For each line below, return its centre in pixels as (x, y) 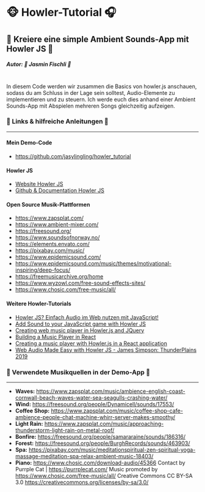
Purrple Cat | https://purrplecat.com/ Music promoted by (86, 469)
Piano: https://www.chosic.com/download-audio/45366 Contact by (100, 463)
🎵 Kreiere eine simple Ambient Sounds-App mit (98, 39)
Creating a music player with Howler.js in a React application (91, 343)
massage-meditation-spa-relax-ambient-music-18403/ (84, 456)
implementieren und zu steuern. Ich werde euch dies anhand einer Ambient (101, 99)
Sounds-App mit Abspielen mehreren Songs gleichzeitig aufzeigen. (91, 106)
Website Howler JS (39, 184)
